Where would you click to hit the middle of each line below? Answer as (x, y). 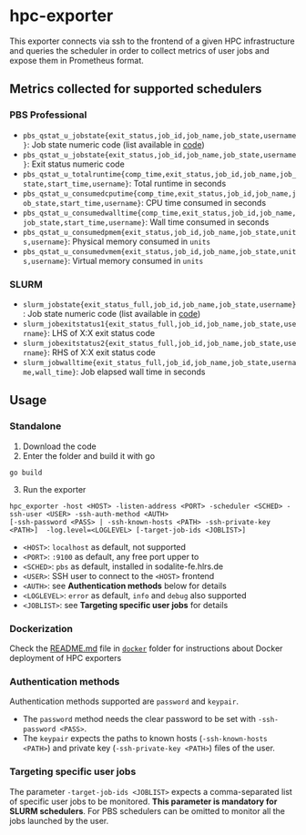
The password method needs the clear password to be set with (139, 719)
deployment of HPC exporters (66, 657)
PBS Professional (48, 115)
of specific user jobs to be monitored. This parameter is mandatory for (143, 801)
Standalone (36, 426)
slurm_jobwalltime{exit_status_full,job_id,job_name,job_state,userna (159, 362)
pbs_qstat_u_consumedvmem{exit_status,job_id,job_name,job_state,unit (159, 251)
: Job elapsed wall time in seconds (141, 372)
